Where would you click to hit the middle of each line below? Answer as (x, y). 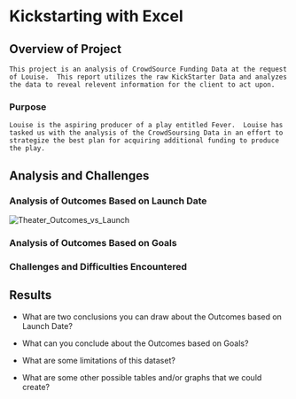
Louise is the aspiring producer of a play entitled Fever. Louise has (146, 126)
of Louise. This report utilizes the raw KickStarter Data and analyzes (148, 77)
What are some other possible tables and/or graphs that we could (142, 377)
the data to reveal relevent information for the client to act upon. (142, 85)
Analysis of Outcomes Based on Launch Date (108, 201)
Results (31, 295)
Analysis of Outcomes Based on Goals (93, 242)
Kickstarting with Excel (96, 16)
